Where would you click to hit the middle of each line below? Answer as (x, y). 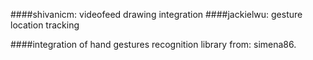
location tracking (45, 25)
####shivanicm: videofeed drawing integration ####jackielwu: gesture (156, 14)
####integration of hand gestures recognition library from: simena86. (153, 44)
